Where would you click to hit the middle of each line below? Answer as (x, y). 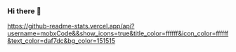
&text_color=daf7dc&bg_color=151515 (61, 41)
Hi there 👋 (25, 11)
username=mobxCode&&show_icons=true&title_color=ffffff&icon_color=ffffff (118, 33)
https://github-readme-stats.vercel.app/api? (71, 26)
